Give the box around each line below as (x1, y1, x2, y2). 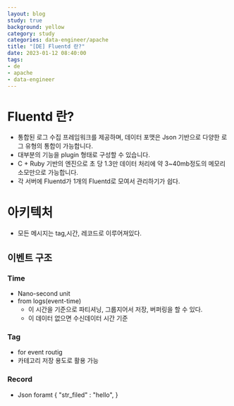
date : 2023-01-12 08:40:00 (7, 50, 87, 57)
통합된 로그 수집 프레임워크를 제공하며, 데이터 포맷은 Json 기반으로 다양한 (17, 133, 220, 142)
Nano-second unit (17, 289, 70, 297)
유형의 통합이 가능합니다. (25, 142, 94, 150)
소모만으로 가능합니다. (17, 168, 79, 177)
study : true (7, 17, 42, 24)
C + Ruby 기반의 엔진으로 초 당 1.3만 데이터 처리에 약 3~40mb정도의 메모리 (17, 159, 226, 168)
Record (7, 374, 33, 384)
